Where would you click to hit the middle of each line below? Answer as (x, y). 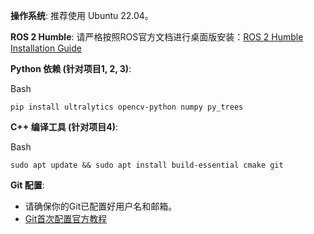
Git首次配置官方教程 (66, 218)
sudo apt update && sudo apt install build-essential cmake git (147, 165)
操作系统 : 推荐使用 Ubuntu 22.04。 (82, 15)
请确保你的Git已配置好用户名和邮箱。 (101, 206)
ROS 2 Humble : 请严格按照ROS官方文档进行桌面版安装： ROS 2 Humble (157, 37)
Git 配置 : (27, 185)
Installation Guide (46, 48)
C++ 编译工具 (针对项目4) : (64, 127)
